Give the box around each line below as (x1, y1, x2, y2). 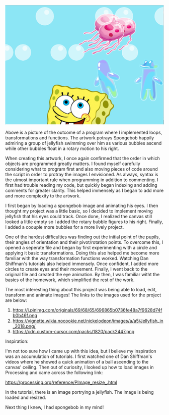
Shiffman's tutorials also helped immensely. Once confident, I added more (5, 261, 159, 267)
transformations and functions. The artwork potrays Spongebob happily (5, 135, 154, 141)
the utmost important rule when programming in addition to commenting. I (5, 177, 158, 183)
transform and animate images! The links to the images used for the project (5, 292, 161, 298)
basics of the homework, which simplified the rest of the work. (5, 277, 135, 283)
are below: (5, 297, 27, 303)
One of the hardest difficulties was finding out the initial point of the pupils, (5, 234, 160, 240)
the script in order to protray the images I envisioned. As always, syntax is (5, 172, 158, 178)
